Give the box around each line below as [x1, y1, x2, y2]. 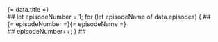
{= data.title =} [7, 6, 49, 13]
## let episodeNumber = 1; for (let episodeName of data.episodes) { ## [7, 12, 211, 21]
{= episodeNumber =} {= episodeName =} [7, 20, 126, 28]
